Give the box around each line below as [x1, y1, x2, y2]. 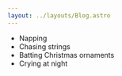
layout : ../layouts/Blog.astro [7, 11, 111, 20]
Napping [18, 33, 48, 43]
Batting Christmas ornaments [18, 50, 115, 59]
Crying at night [18, 59, 68, 68]
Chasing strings [18, 41, 71, 51]
